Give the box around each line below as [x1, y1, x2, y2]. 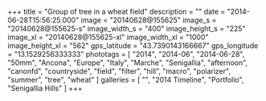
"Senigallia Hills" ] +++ [7, 83, 84, 93]
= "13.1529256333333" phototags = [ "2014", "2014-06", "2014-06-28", [7, 50, 245, 59]
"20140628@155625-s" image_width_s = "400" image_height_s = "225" [7, 24, 246, 33]
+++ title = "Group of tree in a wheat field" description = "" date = [7, 7, 226, 16]
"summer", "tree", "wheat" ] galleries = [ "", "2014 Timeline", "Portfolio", [7, 75, 244, 84]
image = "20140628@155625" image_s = [80, 15, 217, 25]
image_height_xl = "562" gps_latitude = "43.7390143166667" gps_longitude [7, 41, 259, 50]
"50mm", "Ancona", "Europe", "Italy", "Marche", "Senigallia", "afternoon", [7, 58, 248, 67]
